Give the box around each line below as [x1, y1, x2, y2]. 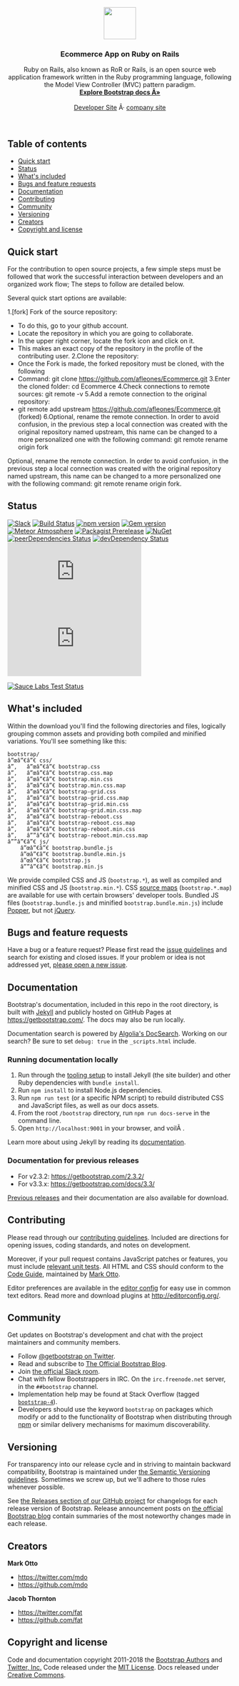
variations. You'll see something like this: [7, 736, 127, 746]
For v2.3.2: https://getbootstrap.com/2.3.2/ [17, 1172, 145, 1180]
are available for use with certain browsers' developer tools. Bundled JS [7, 890, 219, 899]
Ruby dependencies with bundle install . [17, 1078, 139, 1087]
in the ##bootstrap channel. [17, 1383, 98, 1391]
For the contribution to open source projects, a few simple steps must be [7, 264, 221, 273]
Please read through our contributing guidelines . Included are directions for [7, 1233, 229, 1242]
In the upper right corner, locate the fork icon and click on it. [17, 336, 195, 345]
